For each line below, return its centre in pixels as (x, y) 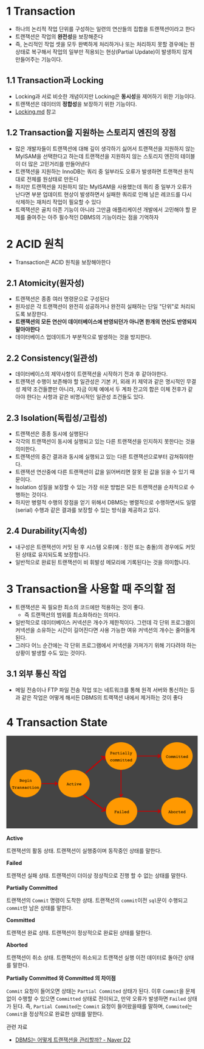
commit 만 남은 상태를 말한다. (39, 908)
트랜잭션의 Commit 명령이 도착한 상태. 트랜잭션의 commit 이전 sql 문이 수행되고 (97, 900)
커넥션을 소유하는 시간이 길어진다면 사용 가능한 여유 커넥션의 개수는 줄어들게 (105, 630)
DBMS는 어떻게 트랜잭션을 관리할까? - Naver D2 (73, 1040)
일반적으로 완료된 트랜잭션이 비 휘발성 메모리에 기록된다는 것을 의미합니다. (103, 562)
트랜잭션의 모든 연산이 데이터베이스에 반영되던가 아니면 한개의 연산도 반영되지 (106, 322)
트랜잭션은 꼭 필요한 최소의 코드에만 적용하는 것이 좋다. (80, 607)
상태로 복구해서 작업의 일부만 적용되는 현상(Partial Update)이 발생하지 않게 (104, 52)
